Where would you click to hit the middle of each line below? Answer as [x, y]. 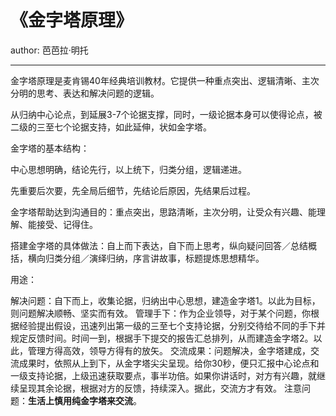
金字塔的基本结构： [50, 148]
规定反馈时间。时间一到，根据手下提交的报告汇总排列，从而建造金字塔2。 [162, 338]
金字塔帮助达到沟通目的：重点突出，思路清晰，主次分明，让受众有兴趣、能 [163, 212]
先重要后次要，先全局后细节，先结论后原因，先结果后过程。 [133, 190]
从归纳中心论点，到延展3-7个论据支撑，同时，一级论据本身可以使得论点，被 [166, 114]
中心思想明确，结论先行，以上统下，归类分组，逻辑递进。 [128, 169]
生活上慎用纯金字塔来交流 [80, 400]
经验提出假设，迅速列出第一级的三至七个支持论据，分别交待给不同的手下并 [172, 325]
